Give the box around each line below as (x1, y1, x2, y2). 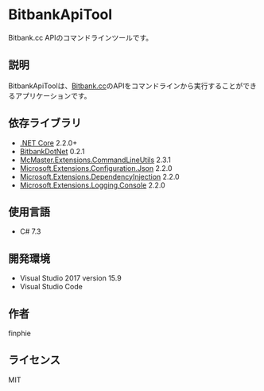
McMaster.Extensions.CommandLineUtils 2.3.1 (19, 155, 171, 165)
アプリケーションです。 (14, 91, 91, 100)
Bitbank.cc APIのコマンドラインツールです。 (8, 33, 153, 42)
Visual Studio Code (19, 282, 83, 292)
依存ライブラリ (8, 117, 82, 130)
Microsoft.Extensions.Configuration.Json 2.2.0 (19, 163, 173, 172)
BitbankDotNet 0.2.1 (19, 146, 85, 156)
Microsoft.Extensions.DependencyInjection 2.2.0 (19, 172, 181, 181)
